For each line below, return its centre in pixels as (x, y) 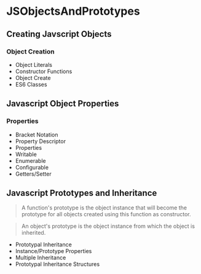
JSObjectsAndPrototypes (73, 11)
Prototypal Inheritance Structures (57, 264)
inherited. (33, 233)
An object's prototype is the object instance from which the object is (108, 226)
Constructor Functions (44, 71)
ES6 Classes (31, 84)
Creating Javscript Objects (59, 34)
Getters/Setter (33, 174)
